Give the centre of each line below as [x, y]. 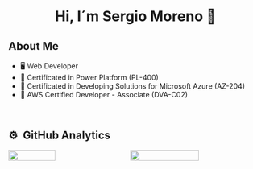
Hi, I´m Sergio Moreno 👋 [135, 16]
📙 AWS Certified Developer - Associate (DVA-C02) [104, 95]
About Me [33, 46]
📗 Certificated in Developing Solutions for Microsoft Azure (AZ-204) [133, 86]
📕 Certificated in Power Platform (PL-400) [89, 77]
